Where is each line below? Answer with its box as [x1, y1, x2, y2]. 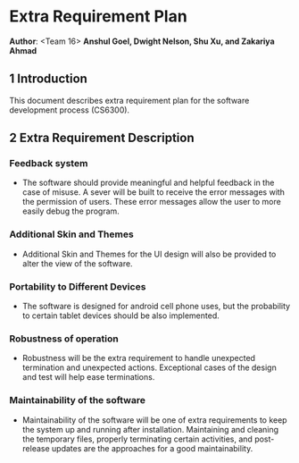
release [21, 442, 51, 453]
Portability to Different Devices [9, 280, 146, 292]
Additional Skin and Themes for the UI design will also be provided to [21, 248, 277, 259]
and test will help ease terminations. [21, 372, 155, 383]
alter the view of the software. [21, 257, 133, 269]
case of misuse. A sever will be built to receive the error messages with [21, 187, 286, 198]
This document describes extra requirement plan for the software [9, 95, 250, 105]
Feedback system [9, 157, 88, 170]
